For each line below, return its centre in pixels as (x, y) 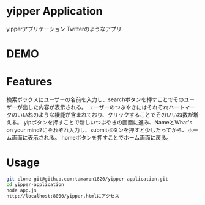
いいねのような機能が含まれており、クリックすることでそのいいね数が (105, 115)
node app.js (21, 190)
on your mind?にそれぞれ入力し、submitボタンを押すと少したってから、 (97, 130)
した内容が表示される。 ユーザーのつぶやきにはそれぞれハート (106, 107)
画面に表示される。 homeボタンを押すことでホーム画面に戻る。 (92, 138)
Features (29, 82)
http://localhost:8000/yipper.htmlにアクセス (63, 196)
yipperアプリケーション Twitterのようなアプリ (64, 29)
